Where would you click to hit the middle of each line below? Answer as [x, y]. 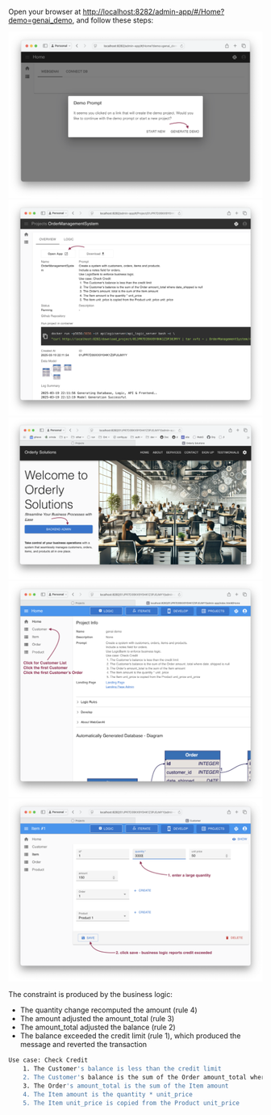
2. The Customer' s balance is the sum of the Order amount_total [135, 1078]
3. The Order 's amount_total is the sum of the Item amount [126, 1086]
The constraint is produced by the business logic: [91, 995]
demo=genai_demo [40, 20]
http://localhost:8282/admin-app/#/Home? [154, 12]
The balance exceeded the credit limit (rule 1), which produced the [130, 1036]
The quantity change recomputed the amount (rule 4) [108, 1010]
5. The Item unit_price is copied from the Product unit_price [131, 1103]
